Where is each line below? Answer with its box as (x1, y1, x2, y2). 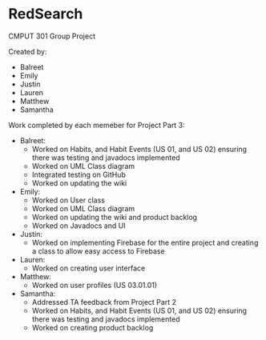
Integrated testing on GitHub (31, 170, 127, 179)
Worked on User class (31, 195, 106, 205)
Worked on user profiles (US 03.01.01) (31, 280, 158, 290)
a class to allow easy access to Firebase (31, 246, 166, 256)
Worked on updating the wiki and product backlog (31, 212, 198, 222)
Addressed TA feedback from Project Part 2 (31, 297, 176, 306)
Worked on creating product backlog (31, 322, 154, 332)
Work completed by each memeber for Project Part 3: (8, 120, 186, 130)
